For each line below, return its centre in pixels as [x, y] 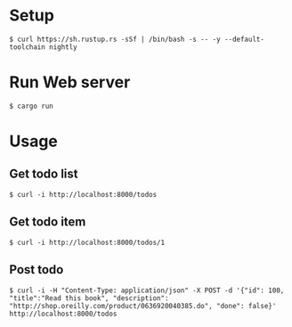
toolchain [28, 47]
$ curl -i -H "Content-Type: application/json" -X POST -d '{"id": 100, [147, 290]
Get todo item [48, 222]
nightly [63, 47]
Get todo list [44, 174]
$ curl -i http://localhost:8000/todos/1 [87, 242]
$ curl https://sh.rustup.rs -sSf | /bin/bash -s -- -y [115, 39]
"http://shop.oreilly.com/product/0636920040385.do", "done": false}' [143, 306]
